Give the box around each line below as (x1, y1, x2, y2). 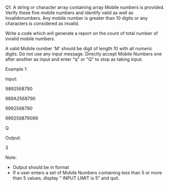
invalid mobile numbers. (5, 35, 55, 42)
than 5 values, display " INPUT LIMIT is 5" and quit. (12, 175, 120, 181)
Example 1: (5, 66, 28, 72)
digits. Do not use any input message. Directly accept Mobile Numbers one (5, 51, 162, 57)
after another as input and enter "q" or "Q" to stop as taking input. (5, 56, 143, 62)
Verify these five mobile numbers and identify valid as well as (5, 10, 133, 16)
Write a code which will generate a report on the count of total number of (5, 30, 158, 36)
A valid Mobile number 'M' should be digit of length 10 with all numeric (5, 46, 153, 51)
